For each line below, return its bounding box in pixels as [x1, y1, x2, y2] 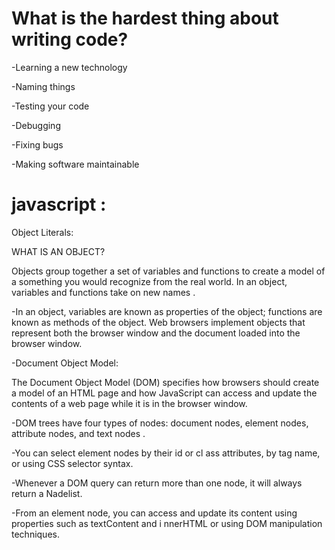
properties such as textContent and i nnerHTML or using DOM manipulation [11, 517, 323, 529]
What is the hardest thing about [11, 7, 279, 30]
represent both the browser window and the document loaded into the [11, 327, 301, 339]
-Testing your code [11, 100, 90, 112]
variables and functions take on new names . [11, 286, 196, 298]
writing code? [11, 28, 129, 51]
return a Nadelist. [11, 487, 83, 499]
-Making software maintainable [11, 158, 140, 170]
